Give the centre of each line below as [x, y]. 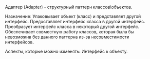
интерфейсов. [19, 42]
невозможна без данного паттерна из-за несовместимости [67, 37]
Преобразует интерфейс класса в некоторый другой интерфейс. [72, 27]
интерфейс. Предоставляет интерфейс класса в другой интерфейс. [75, 22]
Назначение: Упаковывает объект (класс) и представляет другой [73, 16]
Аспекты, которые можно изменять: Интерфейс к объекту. [66, 51]
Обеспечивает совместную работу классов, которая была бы [70, 32]
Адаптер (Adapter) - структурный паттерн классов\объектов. [69, 7]
